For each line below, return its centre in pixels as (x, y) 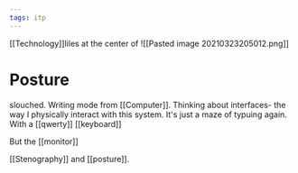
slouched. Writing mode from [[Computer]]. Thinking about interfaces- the (148, 105)
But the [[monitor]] (44, 141)
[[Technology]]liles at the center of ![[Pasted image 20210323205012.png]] (149, 43)
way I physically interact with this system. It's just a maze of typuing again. (148, 114)
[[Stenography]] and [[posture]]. (70, 159)
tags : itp (28, 18)
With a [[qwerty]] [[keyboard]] (65, 123)
